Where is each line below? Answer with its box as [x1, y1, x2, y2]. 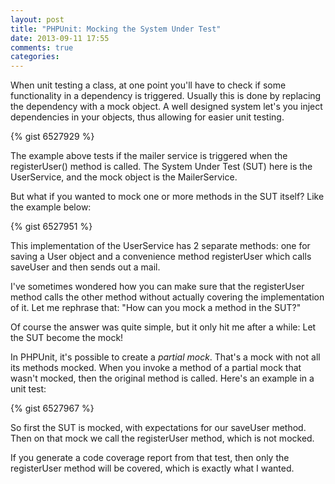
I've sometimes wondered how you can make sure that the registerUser [10, 281, 305, 293]
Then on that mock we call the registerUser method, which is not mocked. [10, 432, 315, 445]
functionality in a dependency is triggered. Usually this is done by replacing [10, 90, 322, 102]
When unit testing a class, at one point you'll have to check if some [10, 79, 287, 91]
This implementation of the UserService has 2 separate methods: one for [10, 240, 311, 252]
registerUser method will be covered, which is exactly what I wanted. [10, 462, 295, 475]
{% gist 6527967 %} [10, 402, 95, 415]
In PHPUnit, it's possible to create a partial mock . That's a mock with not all [10, 351, 321, 363]
